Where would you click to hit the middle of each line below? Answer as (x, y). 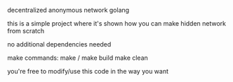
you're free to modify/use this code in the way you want (88, 71)
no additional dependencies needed (59, 44)
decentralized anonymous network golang (68, 10)
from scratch (26, 31)
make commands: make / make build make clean (78, 58)
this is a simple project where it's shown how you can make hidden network (117, 23)
